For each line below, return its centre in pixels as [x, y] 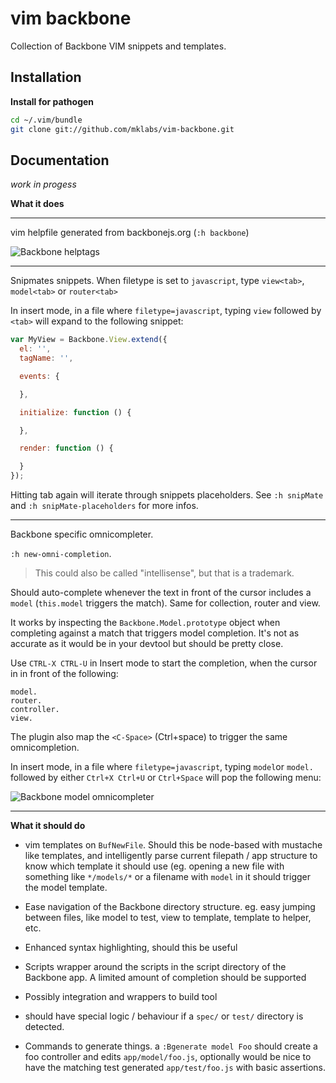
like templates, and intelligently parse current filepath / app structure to [171, 856]
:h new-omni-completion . [61, 554]
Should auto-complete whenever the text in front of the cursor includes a [161, 593]
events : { [39, 376]
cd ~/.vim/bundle [46, 120]
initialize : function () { [75, 412]
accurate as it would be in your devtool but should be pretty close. [147, 644]
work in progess [43, 184]
